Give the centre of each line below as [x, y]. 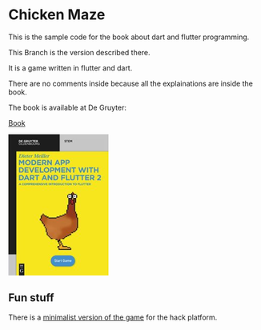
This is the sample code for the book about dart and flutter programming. [129, 37]
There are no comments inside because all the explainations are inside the [131, 83]
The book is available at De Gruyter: [67, 107]
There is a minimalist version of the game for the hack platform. [113, 317]
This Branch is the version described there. [79, 52]
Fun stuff [31, 298]
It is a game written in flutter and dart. [70, 68]
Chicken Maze [57, 15]
